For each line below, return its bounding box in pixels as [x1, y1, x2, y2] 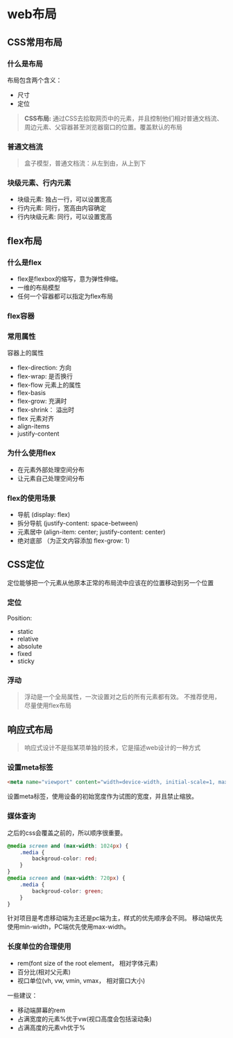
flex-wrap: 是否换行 [17, 372, 74, 381]
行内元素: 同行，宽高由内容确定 [17, 204, 106, 212]
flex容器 [7, 311, 35, 321]
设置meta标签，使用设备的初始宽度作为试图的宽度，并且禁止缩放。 [7, 792, 198, 801]
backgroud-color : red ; [32, 855, 98, 863]
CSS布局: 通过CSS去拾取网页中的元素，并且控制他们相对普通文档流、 [24, 114, 223, 122]
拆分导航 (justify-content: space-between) [17, 519, 139, 527]
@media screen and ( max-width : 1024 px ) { [7, 843, 129, 849]
